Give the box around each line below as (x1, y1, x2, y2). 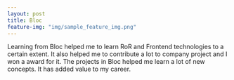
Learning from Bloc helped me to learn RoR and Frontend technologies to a (7, 43, 224, 51)
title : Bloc (7, 17, 42, 24)
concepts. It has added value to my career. (7, 65, 131, 74)
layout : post (7, 10, 46, 18)
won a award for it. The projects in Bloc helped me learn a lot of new (7, 58, 205, 66)
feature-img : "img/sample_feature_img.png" (7, 23, 137, 30)
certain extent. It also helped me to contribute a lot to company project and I (7, 50, 228, 58)
